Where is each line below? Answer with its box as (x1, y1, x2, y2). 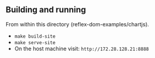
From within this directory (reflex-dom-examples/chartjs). (5, 20, 150, 28)
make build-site (14, 33, 56, 39)
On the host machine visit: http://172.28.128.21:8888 (14, 45, 149, 52)
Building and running (5, 5, 86, 15)
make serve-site (14, 39, 56, 45)
